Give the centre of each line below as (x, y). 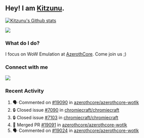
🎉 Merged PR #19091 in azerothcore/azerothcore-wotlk (70, 125)
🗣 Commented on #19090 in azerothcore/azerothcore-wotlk (76, 102)
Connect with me (27, 67)
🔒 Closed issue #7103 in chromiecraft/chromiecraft (65, 117)
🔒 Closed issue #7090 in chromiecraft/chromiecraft (66, 110)
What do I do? (22, 43)
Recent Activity (25, 91)
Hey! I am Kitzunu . (35, 8)
